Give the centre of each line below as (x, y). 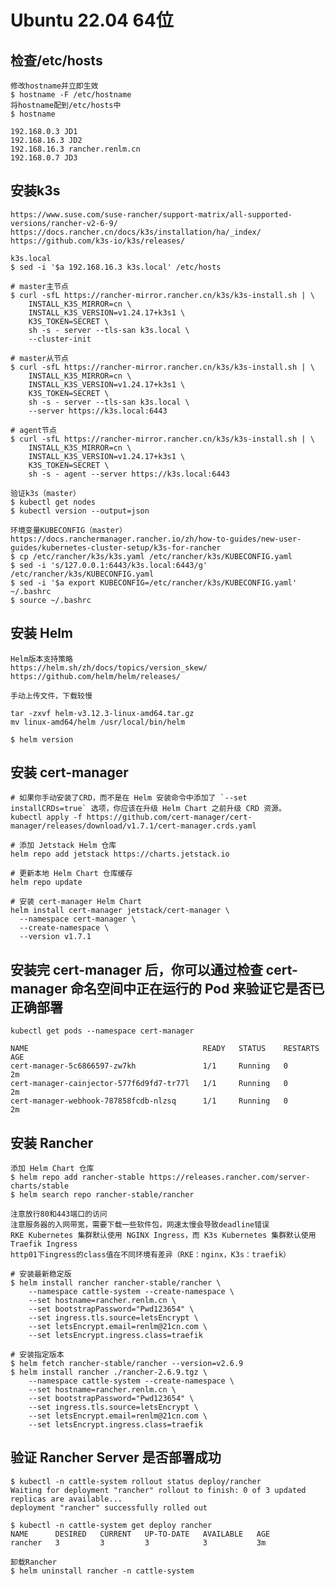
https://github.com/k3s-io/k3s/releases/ (98, 241)
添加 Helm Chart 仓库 (52, 1169)
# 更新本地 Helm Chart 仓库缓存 (71, 874)
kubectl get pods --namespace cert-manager (102, 1031)
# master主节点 (39, 286)
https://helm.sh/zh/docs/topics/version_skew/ (109, 667)
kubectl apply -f (46, 817)
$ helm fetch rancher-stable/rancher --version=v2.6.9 (127, 1364)
